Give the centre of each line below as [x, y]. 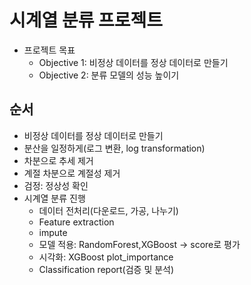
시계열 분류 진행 [54, 198]
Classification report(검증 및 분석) [106, 269]
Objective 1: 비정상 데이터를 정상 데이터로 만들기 [133, 62]
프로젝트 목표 [49, 50]
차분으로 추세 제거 [58, 160]
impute [53, 232]
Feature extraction [76, 222]
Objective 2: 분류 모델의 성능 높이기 [109, 75]
